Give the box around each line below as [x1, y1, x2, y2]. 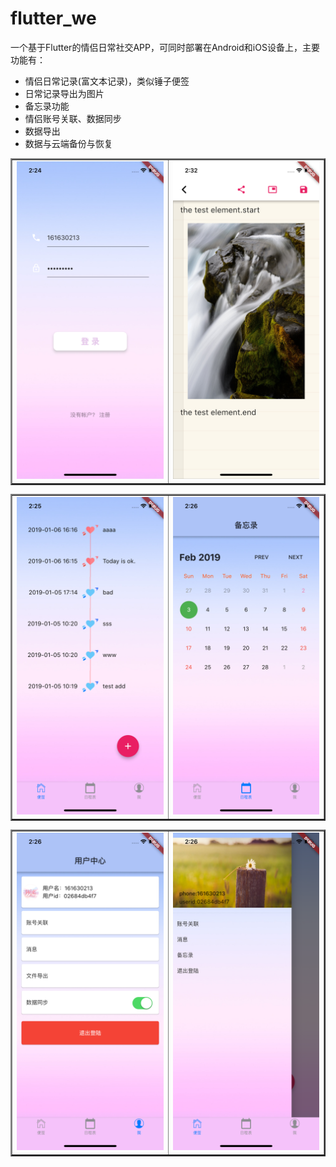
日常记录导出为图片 [24, 87, 105, 99]
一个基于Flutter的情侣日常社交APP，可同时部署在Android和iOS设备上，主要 [10, 41, 320, 53]
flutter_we [10, 7, 97, 30]
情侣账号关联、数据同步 [24, 112, 122, 124]
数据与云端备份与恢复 [24, 137, 113, 149]
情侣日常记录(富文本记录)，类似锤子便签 [24, 75, 190, 87]
